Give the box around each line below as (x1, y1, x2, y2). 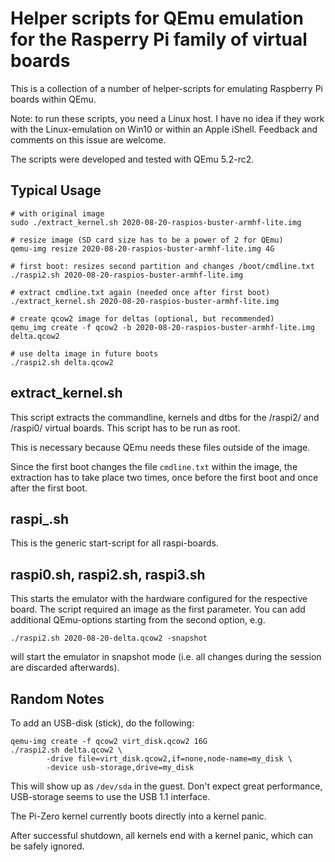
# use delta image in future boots (10, 348, 159, 359)
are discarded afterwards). (10, 662, 120, 674)
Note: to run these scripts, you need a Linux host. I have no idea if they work (10, 112, 325, 124)
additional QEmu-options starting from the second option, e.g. (10, 614, 266, 626)
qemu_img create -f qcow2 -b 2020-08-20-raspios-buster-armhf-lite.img (10, 322, 315, 332)
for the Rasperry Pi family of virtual (10, 28, 308, 51)
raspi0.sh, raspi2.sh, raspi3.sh (10, 566, 206, 583)
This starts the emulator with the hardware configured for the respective (10, 593, 308, 605)
